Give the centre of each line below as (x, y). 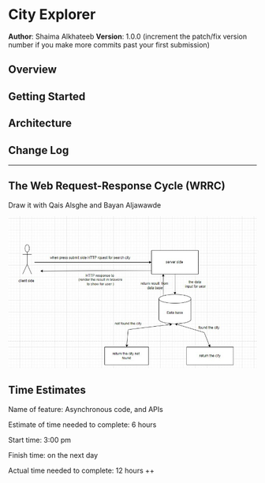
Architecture (40, 124)
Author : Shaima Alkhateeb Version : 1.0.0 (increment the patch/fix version (127, 36)
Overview (33, 70)
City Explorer (52, 15)
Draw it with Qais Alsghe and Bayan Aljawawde (85, 205)
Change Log (39, 150)
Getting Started (47, 96)
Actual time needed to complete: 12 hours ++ (82, 470)
